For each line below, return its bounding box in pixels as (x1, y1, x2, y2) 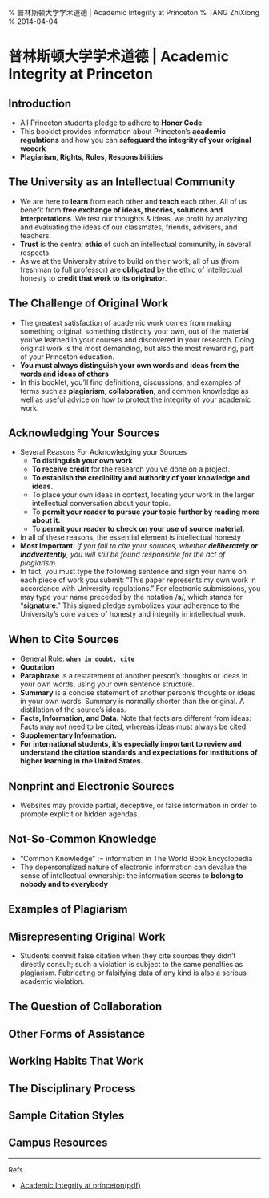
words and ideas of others (19, 369, 110, 378)
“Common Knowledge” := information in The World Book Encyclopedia (19, 853, 253, 863)
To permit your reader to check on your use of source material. (31, 524, 245, 534)
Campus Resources (8, 1136, 108, 1150)
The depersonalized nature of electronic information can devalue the (19, 862, 247, 872)
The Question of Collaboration (8, 1000, 163, 1014)
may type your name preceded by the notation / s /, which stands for (19, 593, 243, 602)
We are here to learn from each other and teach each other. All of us (19, 196, 247, 206)
